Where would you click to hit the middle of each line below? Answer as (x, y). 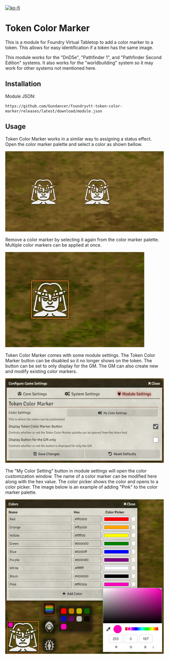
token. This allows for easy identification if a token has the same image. (79, 48)
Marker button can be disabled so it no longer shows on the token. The (79, 360)
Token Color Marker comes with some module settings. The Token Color (80, 355)
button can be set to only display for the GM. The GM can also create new (82, 366)
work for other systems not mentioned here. (51, 68)
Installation (23, 84)
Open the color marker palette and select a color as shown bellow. (74, 144)
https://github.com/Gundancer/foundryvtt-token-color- (64, 106)
